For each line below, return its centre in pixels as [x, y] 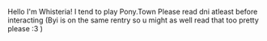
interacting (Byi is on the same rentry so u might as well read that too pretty [133, 20]
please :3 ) [25, 29]
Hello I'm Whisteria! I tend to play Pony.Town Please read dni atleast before [133, 12]
